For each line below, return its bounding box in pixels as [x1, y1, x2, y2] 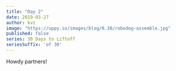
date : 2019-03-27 [6, 14, 49, 20]
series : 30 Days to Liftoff [6, 36, 76, 42]
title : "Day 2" [6, 8, 44, 15]
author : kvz [6, 20, 36, 25]
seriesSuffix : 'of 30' [6, 42, 62, 48]
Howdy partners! [6, 57, 47, 65]
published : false [6, 31, 49, 37]
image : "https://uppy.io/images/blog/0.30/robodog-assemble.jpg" [6, 25, 171, 31]
